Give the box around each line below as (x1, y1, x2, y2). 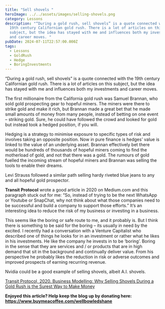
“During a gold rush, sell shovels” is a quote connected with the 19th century (5, 76, 160, 82)
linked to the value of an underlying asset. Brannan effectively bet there (5, 142, 150, 148)
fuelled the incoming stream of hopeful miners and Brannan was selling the (5, 157, 157, 163)
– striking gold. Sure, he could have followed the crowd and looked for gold (5, 117, 157, 123)
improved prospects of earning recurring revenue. (5, 259, 107, 265)
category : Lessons (5, 16, 43, 21)
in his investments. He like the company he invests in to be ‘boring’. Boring (5, 238, 156, 244)
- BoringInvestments (9, 62, 52, 67)
